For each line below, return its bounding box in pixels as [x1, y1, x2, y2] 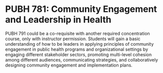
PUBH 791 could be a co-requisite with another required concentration [5, 30, 150, 36]
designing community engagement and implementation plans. [5, 62, 132, 68]
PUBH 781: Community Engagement [5, 3, 157, 15]
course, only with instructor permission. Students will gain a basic [5, 36, 141, 42]
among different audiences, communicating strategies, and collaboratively [5, 57, 158, 63]
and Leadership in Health [5, 14, 111, 25]
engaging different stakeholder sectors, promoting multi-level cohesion [5, 51, 152, 58]
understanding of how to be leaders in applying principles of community [5, 41, 154, 47]
